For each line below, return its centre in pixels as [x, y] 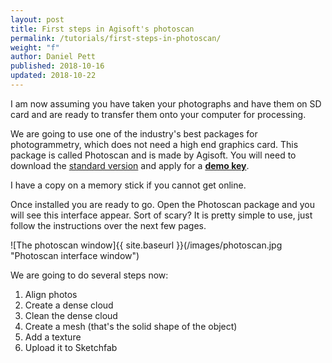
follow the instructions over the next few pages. [108, 225]
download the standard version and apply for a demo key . [130, 165]
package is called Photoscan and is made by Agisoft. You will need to [153, 155]
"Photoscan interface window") [75, 255]
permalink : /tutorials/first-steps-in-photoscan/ [116, 38]
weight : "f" [35, 47]
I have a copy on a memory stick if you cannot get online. [128, 185]
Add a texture [53, 337]
